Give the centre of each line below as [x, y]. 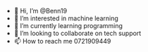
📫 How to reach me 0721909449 [62, 41]
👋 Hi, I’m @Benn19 [41, 11]
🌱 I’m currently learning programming [68, 26]
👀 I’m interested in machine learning [66, 18]
